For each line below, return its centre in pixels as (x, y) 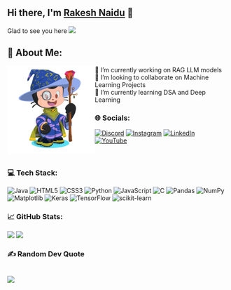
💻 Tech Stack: (33, 173)
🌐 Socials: (113, 118)
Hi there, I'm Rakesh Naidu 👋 (70, 13)
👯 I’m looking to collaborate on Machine (152, 77)
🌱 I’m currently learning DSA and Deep (150, 92)
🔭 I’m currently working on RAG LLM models (159, 70)
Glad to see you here (37, 31)
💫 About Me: (35, 53)
